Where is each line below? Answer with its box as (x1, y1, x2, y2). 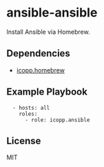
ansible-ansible (6, 5, 98, 21)
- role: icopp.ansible (24, 116, 90, 124)
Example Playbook (6, 86, 87, 98)
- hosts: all (12, 104, 50, 111)
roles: (19, 110, 38, 117)
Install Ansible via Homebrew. (6, 28, 90, 36)
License (6, 135, 41, 146)
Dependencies (6, 48, 70, 59)
